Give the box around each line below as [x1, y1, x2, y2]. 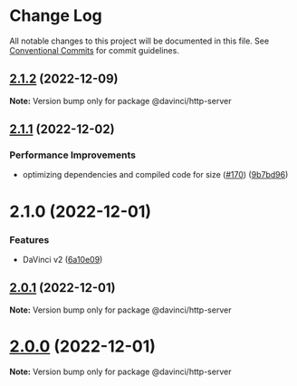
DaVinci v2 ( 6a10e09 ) [22, 254, 103, 265]
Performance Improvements [9, 149, 137, 161]
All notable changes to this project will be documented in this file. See [9, 35, 270, 46]
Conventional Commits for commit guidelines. [9, 44, 179, 55]
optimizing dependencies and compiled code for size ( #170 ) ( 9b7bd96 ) [22, 169, 289, 180]
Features [9, 233, 50, 246]
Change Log [9, 5, 102, 26]
